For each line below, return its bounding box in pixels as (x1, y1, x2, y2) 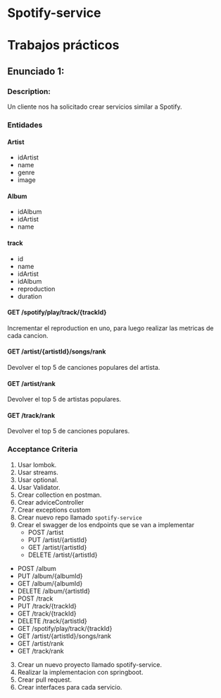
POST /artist (27, 528, 64, 536)
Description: (7, 86, 51, 96)
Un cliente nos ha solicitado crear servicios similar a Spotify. (7, 102, 182, 111)
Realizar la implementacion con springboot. (17, 668, 144, 676)
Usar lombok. (17, 460, 57, 469)
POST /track (17, 594, 53, 603)
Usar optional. (17, 475, 58, 484)
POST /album (17, 564, 56, 572)
